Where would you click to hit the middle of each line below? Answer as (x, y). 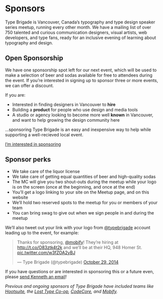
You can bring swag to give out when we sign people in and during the (83, 213)
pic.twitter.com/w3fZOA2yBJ (46, 253)
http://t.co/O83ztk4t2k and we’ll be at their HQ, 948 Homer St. (80, 247)
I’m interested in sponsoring (33, 144)
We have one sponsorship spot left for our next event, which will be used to (81, 70)
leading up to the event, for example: (42, 233)
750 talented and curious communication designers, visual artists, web (76, 32)
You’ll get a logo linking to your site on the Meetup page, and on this (81, 192)
